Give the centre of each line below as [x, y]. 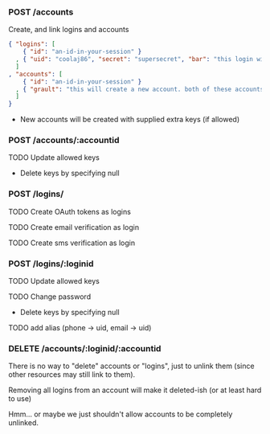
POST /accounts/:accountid [64, 141]
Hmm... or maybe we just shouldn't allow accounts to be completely [121, 414]
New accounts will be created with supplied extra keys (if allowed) [129, 120]
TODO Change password [49, 297]
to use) [20, 399]
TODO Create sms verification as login [72, 243]
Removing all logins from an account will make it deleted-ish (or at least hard [135, 390]
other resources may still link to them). [72, 375]
